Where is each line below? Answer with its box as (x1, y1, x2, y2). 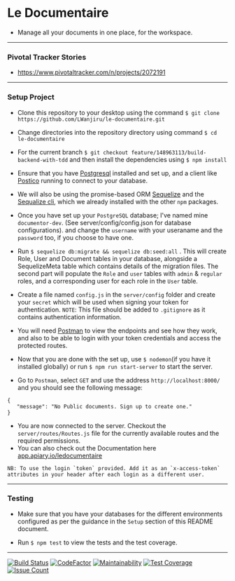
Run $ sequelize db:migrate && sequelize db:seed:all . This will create (17, 247, 227, 255)
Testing (7, 493, 34, 503)
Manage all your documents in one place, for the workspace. (17, 28, 193, 36)
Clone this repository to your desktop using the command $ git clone (17, 108, 220, 116)
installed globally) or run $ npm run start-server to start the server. (17, 362, 213, 370)
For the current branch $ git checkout (17, 147, 129, 156)
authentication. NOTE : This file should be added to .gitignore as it (17, 305, 206, 314)
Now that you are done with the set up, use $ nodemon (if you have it (17, 354, 211, 363)
